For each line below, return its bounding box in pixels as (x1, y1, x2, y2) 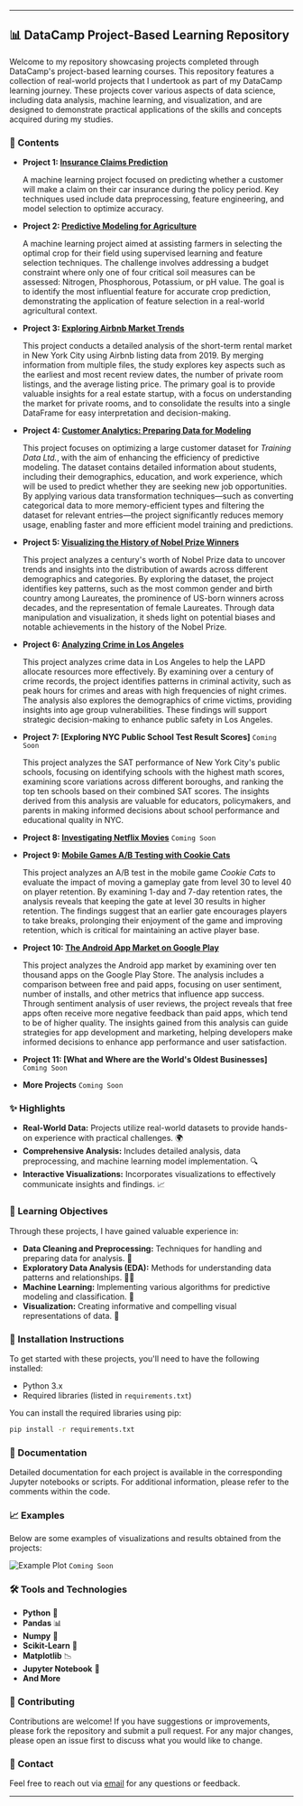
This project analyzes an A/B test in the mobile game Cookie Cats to (22, 867, 276, 878)
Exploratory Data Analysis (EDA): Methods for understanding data (22, 1262, 272, 1273)
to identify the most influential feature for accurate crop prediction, (22, 286, 271, 297)
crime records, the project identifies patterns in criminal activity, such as (22, 676, 291, 687)
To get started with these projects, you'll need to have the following (9, 1353, 260, 1364)
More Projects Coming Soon (22, 1080, 124, 1090)
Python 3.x (22, 1380, 63, 1391)
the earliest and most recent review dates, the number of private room (22, 370, 284, 380)
